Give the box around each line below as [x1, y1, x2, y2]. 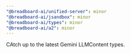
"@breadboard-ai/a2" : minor [6, 25, 76, 31]
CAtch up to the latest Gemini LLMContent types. [6, 41, 125, 48]
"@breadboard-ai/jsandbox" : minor [6, 14, 91, 20]
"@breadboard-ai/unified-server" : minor [6, 8, 107, 15]
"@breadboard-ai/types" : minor [6, 19, 83, 25]
